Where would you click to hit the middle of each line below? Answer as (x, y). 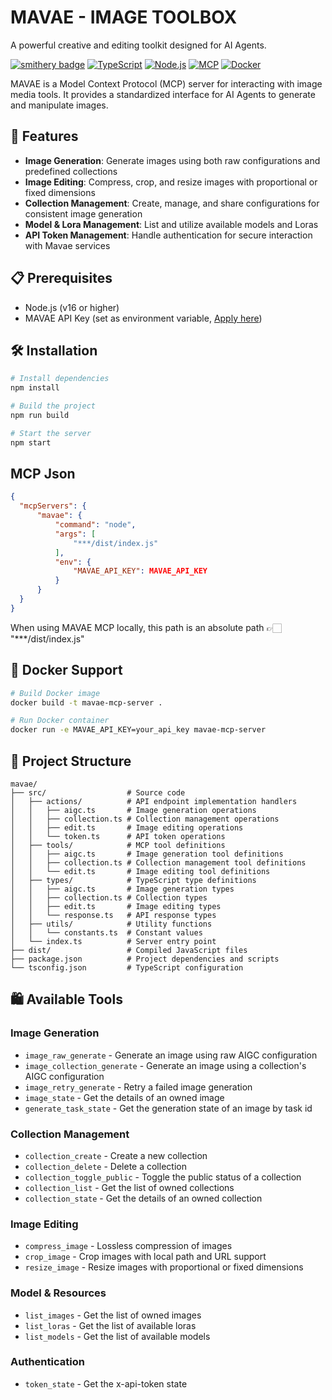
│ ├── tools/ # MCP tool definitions (118, 845)
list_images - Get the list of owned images (113, 1315)
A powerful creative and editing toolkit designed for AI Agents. (138, 45)
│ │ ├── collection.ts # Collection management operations (145, 819)
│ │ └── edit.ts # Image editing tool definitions (140, 871)
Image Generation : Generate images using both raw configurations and (172, 160)
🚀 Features (44, 136)
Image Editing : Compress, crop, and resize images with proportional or (171, 182)
